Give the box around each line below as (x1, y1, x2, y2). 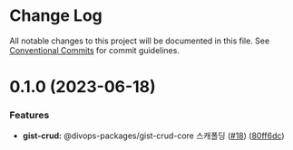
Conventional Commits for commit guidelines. (9, 44, 180, 55)
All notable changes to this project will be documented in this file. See (9, 35, 270, 46)
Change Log (9, 5, 103, 26)
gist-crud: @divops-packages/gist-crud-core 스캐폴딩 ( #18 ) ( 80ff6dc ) (22, 130, 285, 141)
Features (9, 109, 50, 122)
